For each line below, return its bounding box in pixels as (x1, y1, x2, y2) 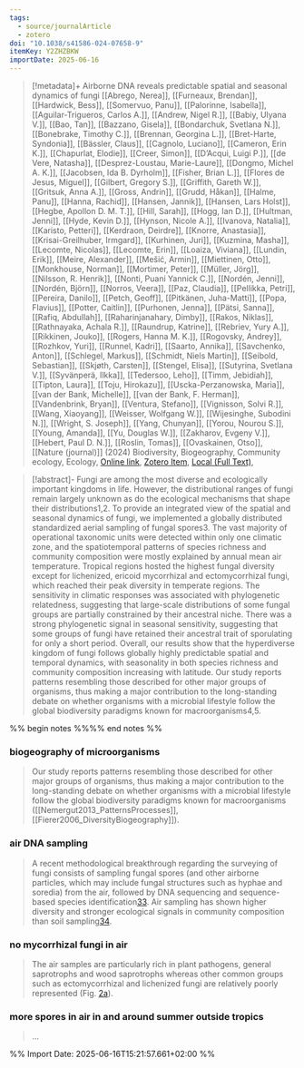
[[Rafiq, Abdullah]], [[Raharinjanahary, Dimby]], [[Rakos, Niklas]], (31, 312, 274, 322)
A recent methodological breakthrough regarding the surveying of (31, 857, 279, 868)
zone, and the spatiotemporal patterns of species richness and (31, 542, 267, 552)
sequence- (239, 887, 280, 897)
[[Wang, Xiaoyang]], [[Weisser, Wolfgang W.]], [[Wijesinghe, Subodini (31, 408, 291, 418)
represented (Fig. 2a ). (31, 987, 113, 998)
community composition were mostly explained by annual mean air (31, 551, 282, 562)
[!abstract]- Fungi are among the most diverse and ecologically (31, 474, 268, 485)
